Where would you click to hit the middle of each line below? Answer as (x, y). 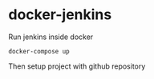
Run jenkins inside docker (51, 37)
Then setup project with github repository (77, 66)
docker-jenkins (60, 15)
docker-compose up (39, 51)
